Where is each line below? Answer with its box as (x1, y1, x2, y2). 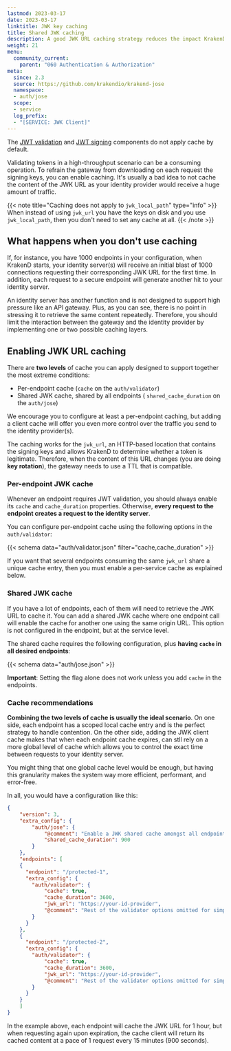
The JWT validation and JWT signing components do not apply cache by (7, 138, 214, 146)
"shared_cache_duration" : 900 (43, 836, 131, 843)
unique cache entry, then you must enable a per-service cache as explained (7, 564, 223, 572)
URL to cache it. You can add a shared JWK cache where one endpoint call (7, 611, 220, 620)
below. (7, 572, 26, 580)
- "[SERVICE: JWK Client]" (13, 118, 91, 126)
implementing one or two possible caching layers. (7, 325, 148, 334)
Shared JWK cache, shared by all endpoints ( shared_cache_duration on (16, 391, 221, 400)
